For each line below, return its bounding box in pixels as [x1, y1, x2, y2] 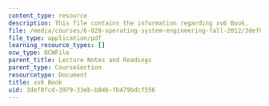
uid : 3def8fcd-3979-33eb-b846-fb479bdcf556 [8, 85, 156, 94]
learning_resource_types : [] [8, 41, 106, 49]
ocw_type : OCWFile [8, 49, 70, 57]
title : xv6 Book [8, 78, 62, 86]
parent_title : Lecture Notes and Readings [8, 57, 152, 65]
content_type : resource [8, 11, 88, 20]
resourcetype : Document [8, 71, 88, 79]
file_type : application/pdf [8, 33, 102, 42]
